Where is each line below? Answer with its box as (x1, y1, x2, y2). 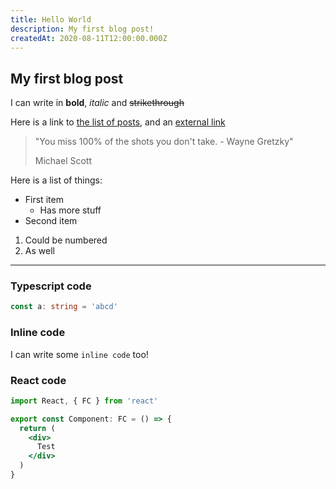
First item (24, 194, 64, 206)
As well (24, 245, 55, 257)
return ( (19, 423, 56, 433)
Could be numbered (24, 234, 108, 246)
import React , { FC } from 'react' (10, 396, 159, 406)
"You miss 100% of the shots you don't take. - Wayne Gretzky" (34, 136, 294, 148)
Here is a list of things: (10, 174, 103, 186)
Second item (24, 215, 78, 227)
